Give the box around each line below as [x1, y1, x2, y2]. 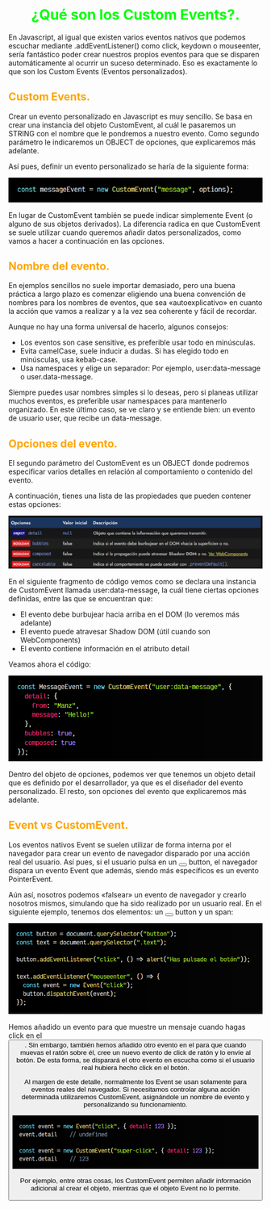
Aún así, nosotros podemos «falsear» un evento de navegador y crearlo [8, 889, 247, 899]
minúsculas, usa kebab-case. [19, 355, 119, 365]
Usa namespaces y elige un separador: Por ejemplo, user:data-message [19, 363, 261, 373]
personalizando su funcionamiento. [83, 1100, 188, 1109]
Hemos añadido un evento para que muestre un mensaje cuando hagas [8, 1023, 246, 1032]
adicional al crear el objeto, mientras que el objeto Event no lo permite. [31, 1184, 240, 1193]
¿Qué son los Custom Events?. [31, 6, 240, 24]
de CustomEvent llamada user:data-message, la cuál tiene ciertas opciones [8, 585, 260, 595]
